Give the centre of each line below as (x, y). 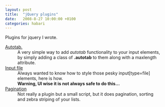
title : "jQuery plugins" (32, 14)
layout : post (18, 10)
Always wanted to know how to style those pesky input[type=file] (84, 73)
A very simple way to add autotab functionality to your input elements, (89, 52)
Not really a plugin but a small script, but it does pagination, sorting (85, 94)
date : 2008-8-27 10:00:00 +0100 (41, 19)
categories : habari (25, 23)
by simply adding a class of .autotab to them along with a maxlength (87, 58)
